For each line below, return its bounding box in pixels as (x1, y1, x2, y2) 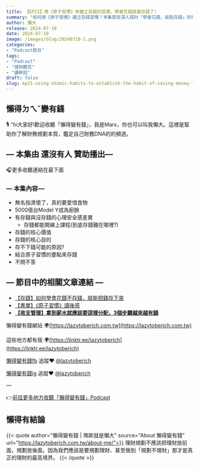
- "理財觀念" (6, 64, 35, 70)
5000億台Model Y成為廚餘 (14, 206, 80, 213)
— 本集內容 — (6, 184, 45, 193)
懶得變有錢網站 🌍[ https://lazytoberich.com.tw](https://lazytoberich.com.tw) (6, 321, 192, 329)
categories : (6, 42, 36, 48)
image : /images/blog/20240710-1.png (6, 36, 97, 42)
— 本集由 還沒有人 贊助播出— (6, 149, 113, 159)
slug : (6, 81, 20, 87)
